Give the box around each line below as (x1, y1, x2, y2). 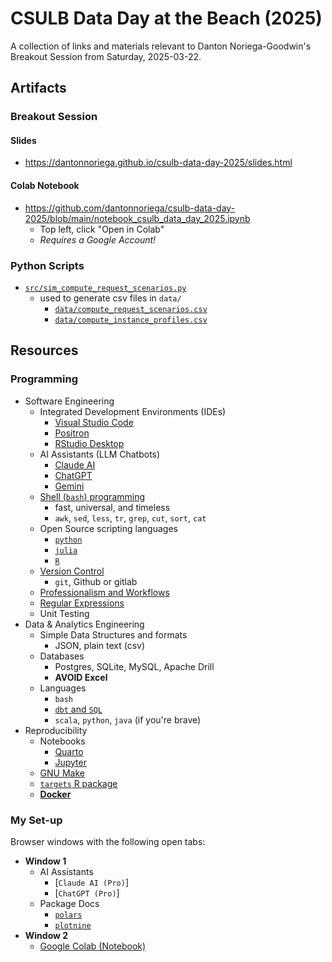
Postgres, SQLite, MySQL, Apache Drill (54, 660, 215, 672)
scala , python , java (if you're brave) (54, 713, 202, 726)
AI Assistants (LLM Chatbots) (39, 448, 161, 460)
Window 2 (24, 929, 69, 941)
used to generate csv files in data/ (39, 292, 182, 304)
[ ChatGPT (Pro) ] (54, 887, 120, 899)
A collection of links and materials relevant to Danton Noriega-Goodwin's (10, 40, 312, 52)
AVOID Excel (54, 671, 108, 683)
